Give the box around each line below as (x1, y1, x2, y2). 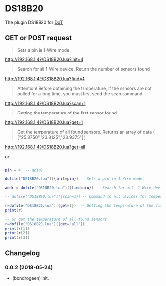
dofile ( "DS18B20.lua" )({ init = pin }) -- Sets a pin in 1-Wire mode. (5, 176, 145, 181)
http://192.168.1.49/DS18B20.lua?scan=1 (5, 100, 86, 106)
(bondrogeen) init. (12, 275, 49, 281)
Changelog (5, 249, 40, 257)
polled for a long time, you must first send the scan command (17, 90, 143, 97)
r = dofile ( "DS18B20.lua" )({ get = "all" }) (5, 221, 85, 226)
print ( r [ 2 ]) (5, 230, 30, 235)
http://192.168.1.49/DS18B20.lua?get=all (5, 144, 85, 150)
